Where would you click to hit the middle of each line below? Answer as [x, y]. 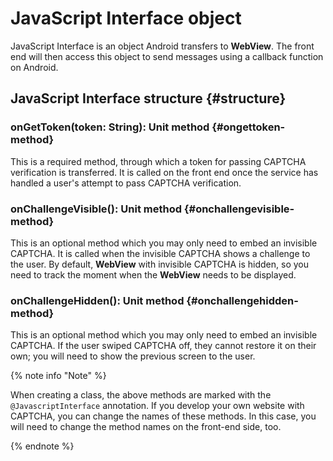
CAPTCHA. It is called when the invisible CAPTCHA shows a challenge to [160, 253]
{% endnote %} [42, 446]
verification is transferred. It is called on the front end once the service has [164, 172]
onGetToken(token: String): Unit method [110, 127]
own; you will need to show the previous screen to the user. [133, 356]
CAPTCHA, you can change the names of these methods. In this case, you [163, 416]
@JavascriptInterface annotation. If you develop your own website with [157, 406]
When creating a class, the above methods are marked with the [141, 395]
